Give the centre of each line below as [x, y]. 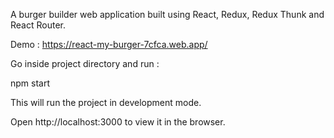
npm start [30, 83]
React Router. [38, 25]
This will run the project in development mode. [106, 102]
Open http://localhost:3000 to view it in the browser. [118, 122]
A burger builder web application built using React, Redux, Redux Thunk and [167, 14]
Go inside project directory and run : [85, 63]
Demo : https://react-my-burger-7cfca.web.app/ [109, 44]
